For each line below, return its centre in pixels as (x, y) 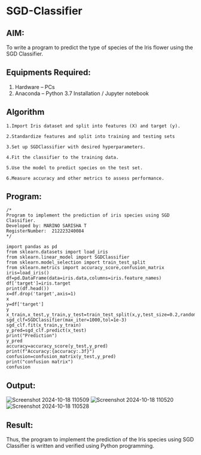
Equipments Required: (48, 73)
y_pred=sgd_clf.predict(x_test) (46, 331)
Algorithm (25, 112)
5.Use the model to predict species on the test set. (75, 168)
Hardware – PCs (35, 87)
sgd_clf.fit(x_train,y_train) (44, 325)
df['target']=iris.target (38, 283)
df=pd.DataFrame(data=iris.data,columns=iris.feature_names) (84, 278)
